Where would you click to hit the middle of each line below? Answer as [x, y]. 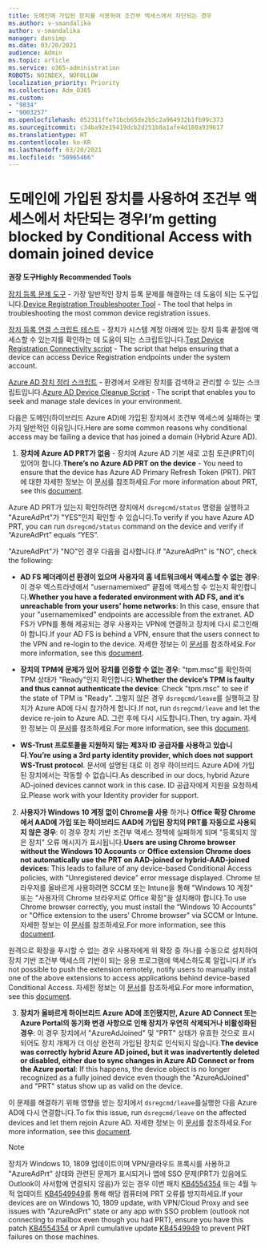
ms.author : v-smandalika [50, 23]
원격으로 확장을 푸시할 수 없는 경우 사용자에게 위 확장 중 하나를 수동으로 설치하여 [133, 951]
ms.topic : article [39, 61]
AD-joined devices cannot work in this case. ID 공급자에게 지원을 [125, 785]
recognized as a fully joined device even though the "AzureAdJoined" [134, 1077]
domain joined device [81, 254]
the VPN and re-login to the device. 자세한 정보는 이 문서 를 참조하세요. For [138, 644]
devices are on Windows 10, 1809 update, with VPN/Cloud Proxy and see [129, 1203]
